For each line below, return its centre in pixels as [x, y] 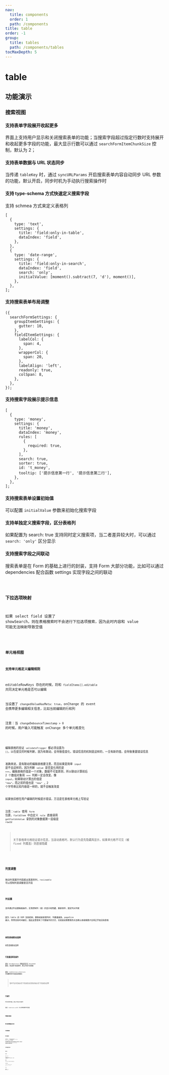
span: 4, [32, 344]
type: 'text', [29, 224]
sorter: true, [33, 463]
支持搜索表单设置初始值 [29, 498]
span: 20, [33, 357]
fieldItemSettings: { [37, 335]
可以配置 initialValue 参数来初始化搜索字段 [51, 510]
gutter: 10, [31, 326]
